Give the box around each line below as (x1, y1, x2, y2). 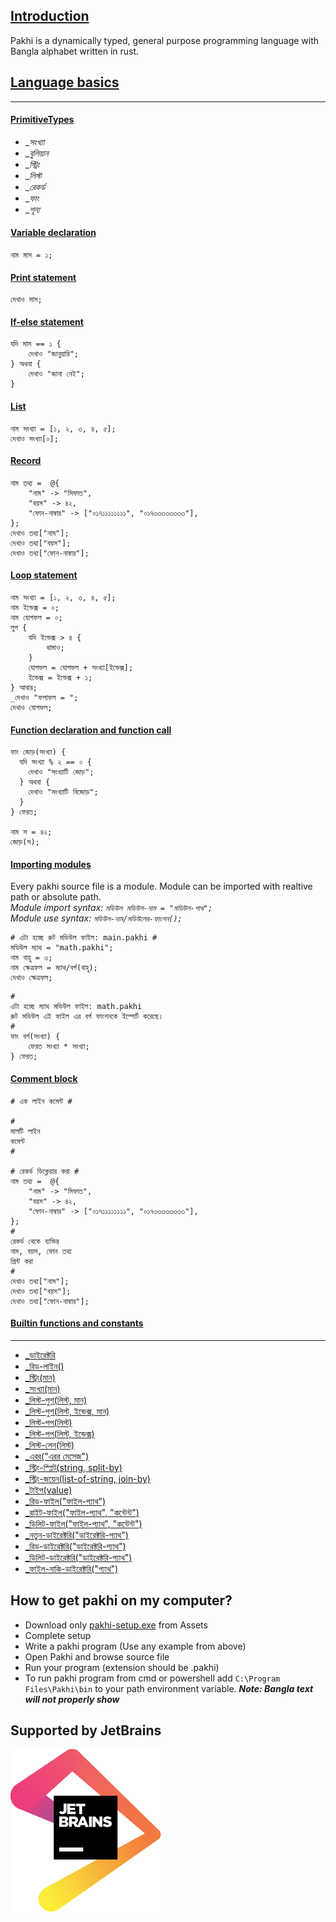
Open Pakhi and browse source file (24, 1650, 170, 1663)
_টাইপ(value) (24, 1484, 73, 1496)
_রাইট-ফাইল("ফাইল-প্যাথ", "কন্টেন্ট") (24, 1506, 140, 1518)
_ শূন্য (24, 203, 40, 215)
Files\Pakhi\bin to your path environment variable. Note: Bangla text (24, 1682, 314, 1694)
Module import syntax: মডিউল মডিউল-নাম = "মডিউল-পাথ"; (10, 902, 213, 914)
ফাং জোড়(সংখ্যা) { (10, 747, 67, 758)
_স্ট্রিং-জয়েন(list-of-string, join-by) (24, 1472, 151, 1484)
